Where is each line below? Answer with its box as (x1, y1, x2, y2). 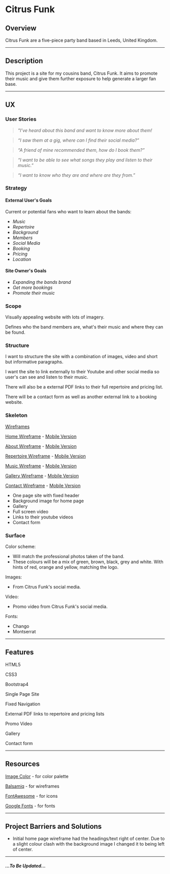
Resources (5, 760, 40, 768)
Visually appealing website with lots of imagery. (5, 314, 105, 320)
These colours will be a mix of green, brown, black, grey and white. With (12, 559, 163, 565)
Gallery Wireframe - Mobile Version (5, 472, 79, 478)
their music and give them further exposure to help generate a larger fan (5, 75, 156, 82)
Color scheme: (5, 543, 36, 549)
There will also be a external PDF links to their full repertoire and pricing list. (5, 384, 163, 390)
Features (5, 648, 34, 657)
